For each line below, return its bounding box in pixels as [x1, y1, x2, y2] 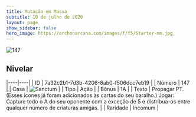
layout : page [6, 19, 38, 25]
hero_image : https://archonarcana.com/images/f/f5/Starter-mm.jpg [6, 31, 173, 36]
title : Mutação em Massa [6, 8, 67, 15]
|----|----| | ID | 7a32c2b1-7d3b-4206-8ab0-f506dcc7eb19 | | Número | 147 [6, 79, 190, 86]
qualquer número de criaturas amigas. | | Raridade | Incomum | [6, 104, 159, 111]
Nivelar [6, 63, 34, 73]
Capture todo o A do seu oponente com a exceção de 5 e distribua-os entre [6, 98, 191, 105]
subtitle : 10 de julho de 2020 [6, 14, 83, 20]
